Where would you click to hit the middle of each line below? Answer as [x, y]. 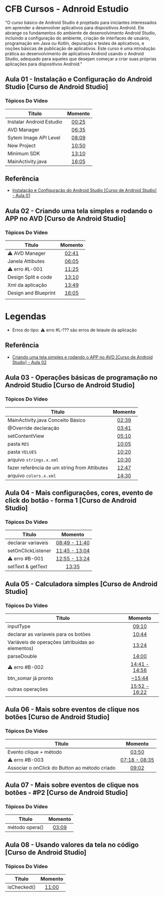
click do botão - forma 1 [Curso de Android [71, 500]
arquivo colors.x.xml [32, 475]
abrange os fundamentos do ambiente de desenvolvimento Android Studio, [81, 33]
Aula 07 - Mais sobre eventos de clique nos [72, 785]
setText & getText [27, 567]
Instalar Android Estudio [35, 122]
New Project [21, 145]
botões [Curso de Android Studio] [57, 717]
